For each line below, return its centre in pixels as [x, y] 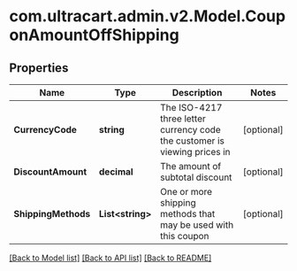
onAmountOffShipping [94, 35]
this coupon [185, 236]
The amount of [191, 166]
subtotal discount [196, 177]
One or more [187, 192]
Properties [39, 68]
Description [197, 93]
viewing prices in [196, 152]
